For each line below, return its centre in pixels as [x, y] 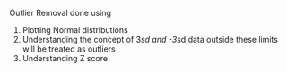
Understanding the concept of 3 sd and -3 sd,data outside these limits [150, 40]
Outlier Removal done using [61, 13]
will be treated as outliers [69, 49]
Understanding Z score [65, 58]
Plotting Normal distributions [75, 30]
